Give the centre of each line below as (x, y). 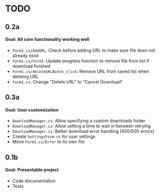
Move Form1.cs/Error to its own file (49, 142)
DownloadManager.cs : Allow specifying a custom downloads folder (79, 121)
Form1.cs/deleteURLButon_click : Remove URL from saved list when (81, 71)
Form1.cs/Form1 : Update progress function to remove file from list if (81, 61)
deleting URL (26, 77)
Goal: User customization (32, 110)
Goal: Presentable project (32, 170)
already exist (25, 55)
